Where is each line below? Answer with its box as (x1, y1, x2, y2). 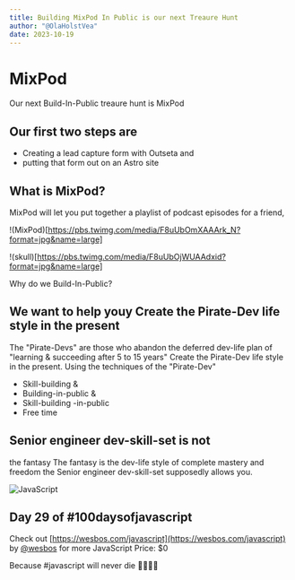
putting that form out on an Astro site (22, 158, 160, 169)
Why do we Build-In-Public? (9, 278, 113, 289)
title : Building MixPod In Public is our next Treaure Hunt (9, 13, 239, 22)
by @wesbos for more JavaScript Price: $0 (9, 543, 169, 554)
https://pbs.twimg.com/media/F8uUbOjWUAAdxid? (37, 251, 227, 262)
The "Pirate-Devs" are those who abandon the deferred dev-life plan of (9, 342, 273, 352)
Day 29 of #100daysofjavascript (9, 509, 193, 524)
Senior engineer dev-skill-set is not (9, 433, 211, 448)
